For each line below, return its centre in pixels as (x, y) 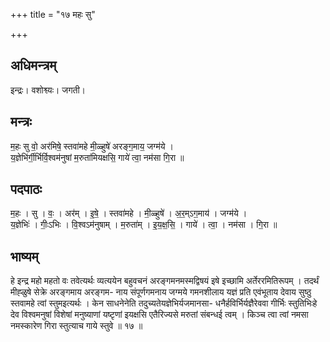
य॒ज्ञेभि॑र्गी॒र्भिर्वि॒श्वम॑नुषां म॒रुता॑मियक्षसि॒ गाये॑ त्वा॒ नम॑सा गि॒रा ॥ (97, 157)
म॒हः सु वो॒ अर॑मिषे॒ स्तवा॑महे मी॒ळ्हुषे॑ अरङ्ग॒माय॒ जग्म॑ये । (92, 146)
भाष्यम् (24, 256)
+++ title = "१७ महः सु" (53, 14)
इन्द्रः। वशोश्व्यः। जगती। (48, 90)
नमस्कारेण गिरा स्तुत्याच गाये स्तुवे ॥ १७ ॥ (76, 326)
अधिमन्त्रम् (33, 65)
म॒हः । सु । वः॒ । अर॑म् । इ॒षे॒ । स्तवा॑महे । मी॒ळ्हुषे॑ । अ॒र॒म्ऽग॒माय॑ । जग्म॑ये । (129, 213)
